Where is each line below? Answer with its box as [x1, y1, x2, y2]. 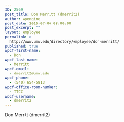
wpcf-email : [5, 67, 29, 72]
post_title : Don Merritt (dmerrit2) [5, 12, 80, 17]
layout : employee [5, 30, 41, 35]
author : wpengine [5, 16, 41, 21]
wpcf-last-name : [5, 57, 38, 62]
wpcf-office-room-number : [5, 84, 58, 90]
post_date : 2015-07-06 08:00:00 [5, 21, 71, 26]
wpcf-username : [5, 94, 36, 98]
